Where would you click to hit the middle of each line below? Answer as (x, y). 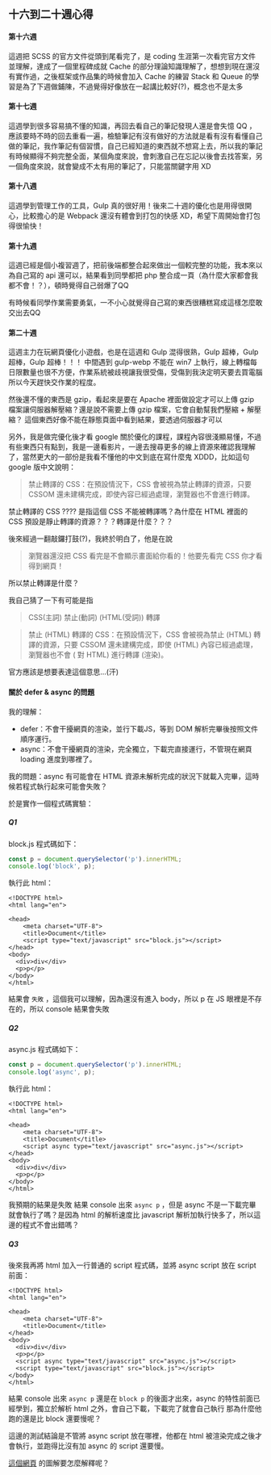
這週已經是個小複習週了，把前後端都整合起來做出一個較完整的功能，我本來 (132, 266)
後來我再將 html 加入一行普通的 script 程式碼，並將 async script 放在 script (132, 1265)
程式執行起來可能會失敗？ (65, 786)
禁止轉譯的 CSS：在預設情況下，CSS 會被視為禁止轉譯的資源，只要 (140, 484)
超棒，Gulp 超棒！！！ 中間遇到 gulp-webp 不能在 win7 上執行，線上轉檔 (129, 362)
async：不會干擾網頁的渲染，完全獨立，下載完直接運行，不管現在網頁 (136, 748)
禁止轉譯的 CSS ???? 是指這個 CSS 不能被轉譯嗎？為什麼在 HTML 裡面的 (128, 512)
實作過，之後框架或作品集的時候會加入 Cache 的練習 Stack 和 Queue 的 (133, 76)
